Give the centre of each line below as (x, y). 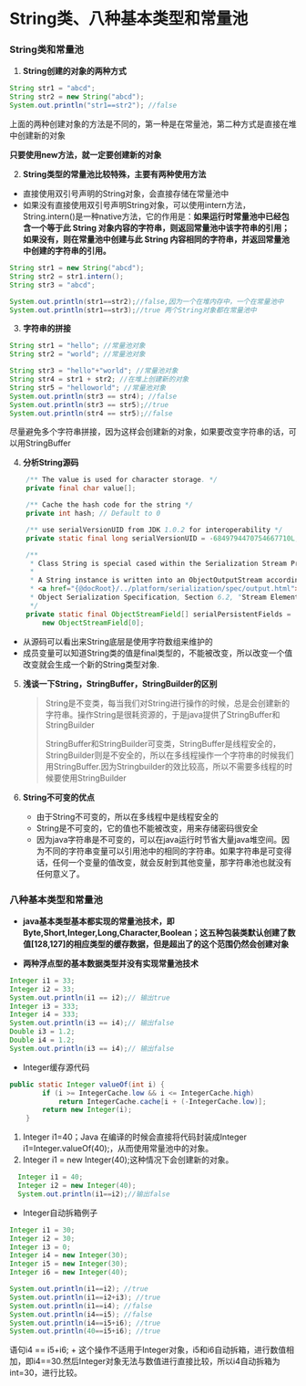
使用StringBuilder (94, 778)
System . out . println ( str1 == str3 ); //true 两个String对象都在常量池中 (133, 310)
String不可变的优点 (59, 797)
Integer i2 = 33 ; (42, 989)
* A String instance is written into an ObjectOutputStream (146, 581)
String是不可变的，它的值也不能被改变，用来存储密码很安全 (147, 828)
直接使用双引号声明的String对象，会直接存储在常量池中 (126, 194)
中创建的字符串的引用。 (66, 251)
